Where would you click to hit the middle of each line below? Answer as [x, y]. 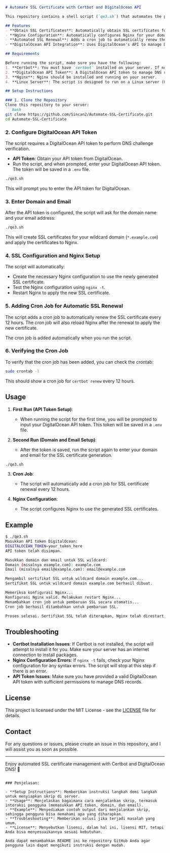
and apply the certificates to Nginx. [42, 242]
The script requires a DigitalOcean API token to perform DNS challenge [79, 143]
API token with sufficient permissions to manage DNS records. [77, 682]
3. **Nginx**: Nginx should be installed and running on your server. [81, 77]
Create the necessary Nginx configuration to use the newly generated [85, 277]
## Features [18, 25]
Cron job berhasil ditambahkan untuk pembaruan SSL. [62, 607]
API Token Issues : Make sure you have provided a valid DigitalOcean [84, 676]
